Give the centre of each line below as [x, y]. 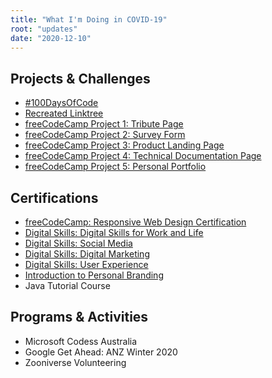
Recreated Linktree [64, 113]
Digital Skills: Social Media [78, 243]
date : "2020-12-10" [51, 38]
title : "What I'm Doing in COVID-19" [89, 19]
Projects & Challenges [80, 78]
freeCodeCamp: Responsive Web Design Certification [135, 222]
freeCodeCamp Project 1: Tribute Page [104, 124]
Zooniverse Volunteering [75, 362]
